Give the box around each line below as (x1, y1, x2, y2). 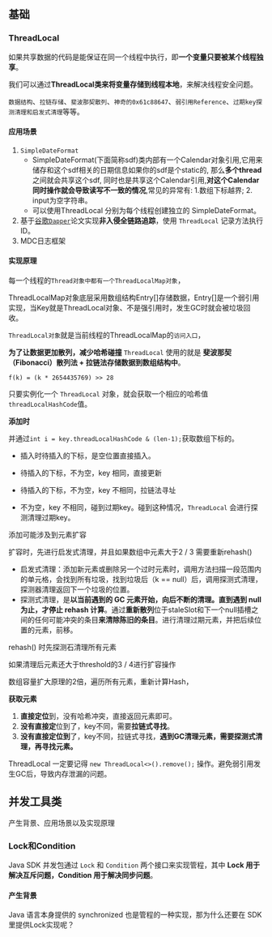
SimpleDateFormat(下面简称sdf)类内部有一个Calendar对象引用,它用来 (32, 155, 263, 165)
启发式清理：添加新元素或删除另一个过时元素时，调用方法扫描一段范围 (19, 564, 255, 574)
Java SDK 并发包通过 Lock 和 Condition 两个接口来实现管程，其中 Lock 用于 (8, 860, 261, 870)
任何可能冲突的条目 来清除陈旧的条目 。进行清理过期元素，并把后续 (34, 615, 255, 625)
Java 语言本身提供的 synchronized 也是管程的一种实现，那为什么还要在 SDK (8, 910, 262, 920)
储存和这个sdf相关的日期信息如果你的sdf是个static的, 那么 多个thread (32, 165, 262, 174)
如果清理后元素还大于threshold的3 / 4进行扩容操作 (8, 660, 176, 670)
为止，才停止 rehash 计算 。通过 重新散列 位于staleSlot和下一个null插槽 (19, 605, 252, 614)
